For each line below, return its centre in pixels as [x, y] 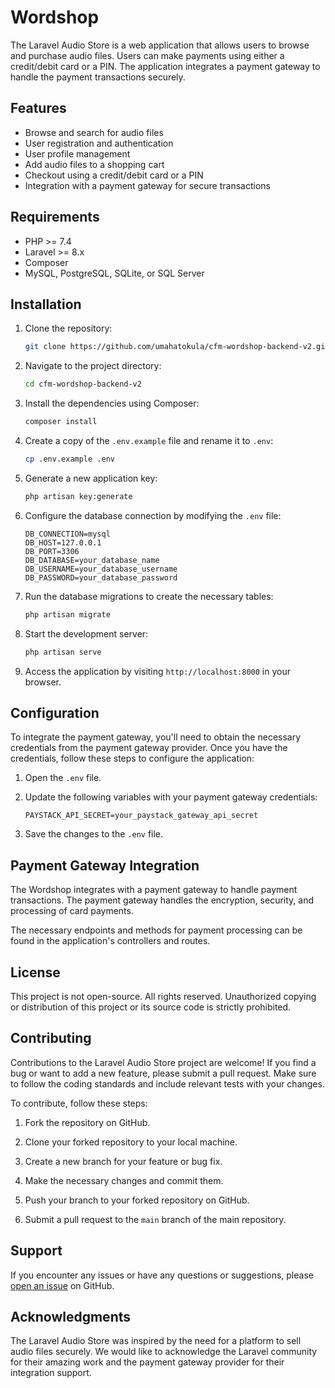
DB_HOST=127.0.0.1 [63, 542]
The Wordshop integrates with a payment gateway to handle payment [154, 890]
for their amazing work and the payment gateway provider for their [147, 1362]
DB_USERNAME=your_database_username [101, 569]
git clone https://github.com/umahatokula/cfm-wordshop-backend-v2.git [177, 347]
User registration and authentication [99, 143]
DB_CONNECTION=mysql [67, 534]
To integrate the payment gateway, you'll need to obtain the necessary [156, 737]
